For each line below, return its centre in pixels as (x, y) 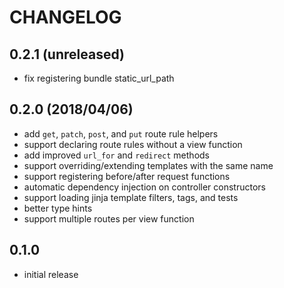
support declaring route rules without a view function (133, 144)
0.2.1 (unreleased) (67, 54)
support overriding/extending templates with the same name (148, 165)
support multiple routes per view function (109, 218)
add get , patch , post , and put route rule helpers (121, 133)
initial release (51, 274)
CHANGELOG (65, 17)
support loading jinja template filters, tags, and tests (131, 197)
